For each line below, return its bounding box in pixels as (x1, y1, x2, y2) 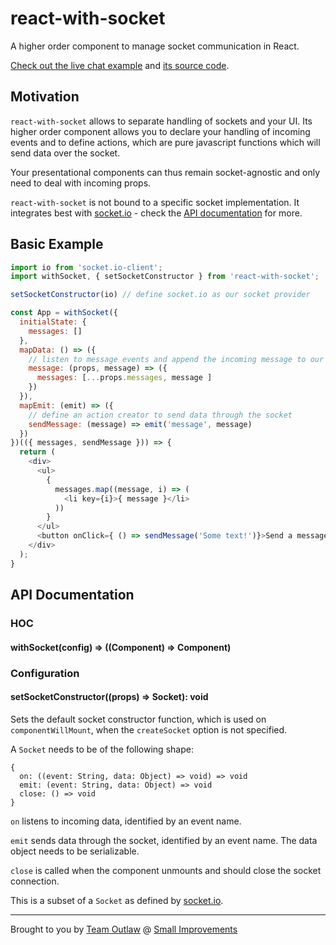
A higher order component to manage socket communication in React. (10, 40, 300, 52)
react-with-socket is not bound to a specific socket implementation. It (10, 196, 300, 208)
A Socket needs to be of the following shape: (10, 743, 194, 755)
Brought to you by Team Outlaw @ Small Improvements (10, 923, 238, 935)
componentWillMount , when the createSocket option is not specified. (10, 723, 288, 736)
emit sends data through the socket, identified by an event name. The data (10, 834, 318, 846)
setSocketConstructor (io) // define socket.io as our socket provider (10, 290, 311, 300)
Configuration (10, 666, 80, 680)
